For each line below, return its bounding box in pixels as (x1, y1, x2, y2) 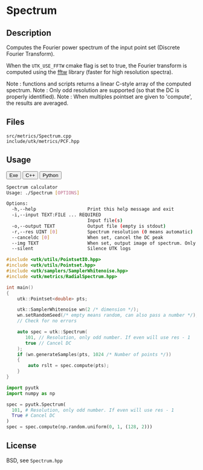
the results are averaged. (6, 99, 69, 107)
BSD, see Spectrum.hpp (6, 457, 63, 464)
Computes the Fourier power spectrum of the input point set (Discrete (6, 44, 180, 51)
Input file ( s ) (87, 217, 123, 223)
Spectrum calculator (6, 184, 59, 190)
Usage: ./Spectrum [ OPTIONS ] (6, 190, 80, 196)
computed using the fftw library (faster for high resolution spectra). (6, 68, 173, 76)
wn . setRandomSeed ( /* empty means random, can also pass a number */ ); (17, 313, 199, 319)
